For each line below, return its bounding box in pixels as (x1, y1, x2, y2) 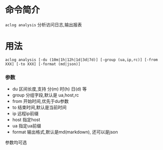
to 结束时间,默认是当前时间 (12, 104, 67, 111)
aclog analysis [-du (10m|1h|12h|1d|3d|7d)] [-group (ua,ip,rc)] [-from (5, 57, 158, 62)
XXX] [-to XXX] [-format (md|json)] (5, 61, 81, 66)
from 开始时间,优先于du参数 (12, 98, 69, 104)
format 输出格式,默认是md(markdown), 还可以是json (12, 129, 119, 135)
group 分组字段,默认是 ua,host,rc (12, 92, 79, 98)
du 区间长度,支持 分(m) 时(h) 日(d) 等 (12, 86, 87, 92)
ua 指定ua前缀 (12, 123, 41, 129)
